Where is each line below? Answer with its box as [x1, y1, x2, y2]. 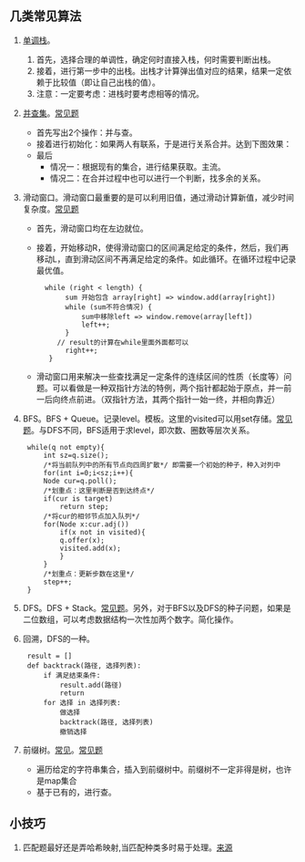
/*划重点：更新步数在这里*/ [43, 569, 135, 578]
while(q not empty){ [26, 442, 105, 452]
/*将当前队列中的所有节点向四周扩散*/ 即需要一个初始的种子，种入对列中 [43, 460, 280, 470]
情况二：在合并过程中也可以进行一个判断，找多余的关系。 [49, 172, 266, 183]
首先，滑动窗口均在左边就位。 [36, 223, 148, 234]
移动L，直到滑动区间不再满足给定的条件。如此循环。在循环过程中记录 [36, 254, 297, 265]
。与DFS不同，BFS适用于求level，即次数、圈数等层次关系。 [30, 424, 255, 435]
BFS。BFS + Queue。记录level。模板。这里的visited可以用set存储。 [22, 413, 278, 424]
